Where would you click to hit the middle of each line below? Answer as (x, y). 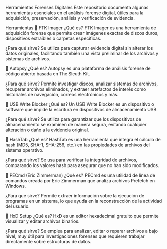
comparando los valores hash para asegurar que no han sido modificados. (82, 165)
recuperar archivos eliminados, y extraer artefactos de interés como (76, 89)
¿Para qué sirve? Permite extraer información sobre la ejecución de (75, 195)
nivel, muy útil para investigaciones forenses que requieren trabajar (75, 236)
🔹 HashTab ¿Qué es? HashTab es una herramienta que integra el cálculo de (83, 140)
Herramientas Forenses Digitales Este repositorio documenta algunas (77, 7)
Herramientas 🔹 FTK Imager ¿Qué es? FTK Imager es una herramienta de (81, 28)
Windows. (16, 186)
